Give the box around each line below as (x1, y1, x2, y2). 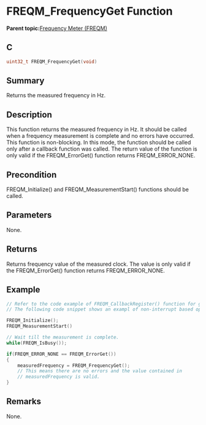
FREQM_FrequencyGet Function (6, 4, 173, 18)
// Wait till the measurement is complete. (6, 334, 120, 340)
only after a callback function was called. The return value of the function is (6, 145, 197, 152)
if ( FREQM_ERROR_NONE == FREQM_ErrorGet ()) (6, 351, 116, 357)
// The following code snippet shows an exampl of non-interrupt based (6, 306, 193, 313)
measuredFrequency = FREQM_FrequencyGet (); (17, 363, 131, 369)
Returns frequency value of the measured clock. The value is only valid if (6, 260, 191, 268)
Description (6, 109, 52, 120)
